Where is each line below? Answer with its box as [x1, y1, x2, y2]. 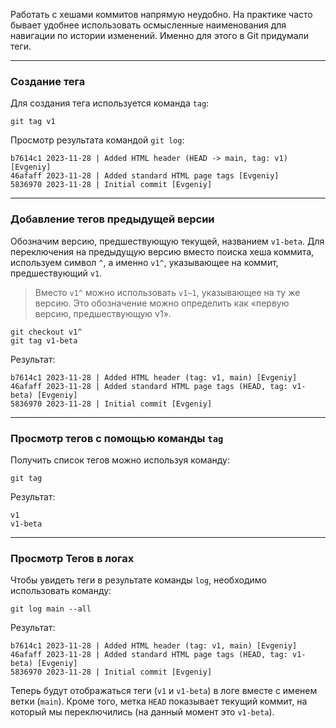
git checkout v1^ [10, 327, 83, 337]
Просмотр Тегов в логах [10, 551, 135, 565]
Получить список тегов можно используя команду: [10, 454, 230, 466]
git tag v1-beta [10, 335, 78, 346]
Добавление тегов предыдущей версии [10, 212, 215, 226]
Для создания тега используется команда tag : [10, 97, 210, 109]
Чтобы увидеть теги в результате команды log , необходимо [10, 574, 267, 586]
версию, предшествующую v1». [34, 307, 172, 319]
